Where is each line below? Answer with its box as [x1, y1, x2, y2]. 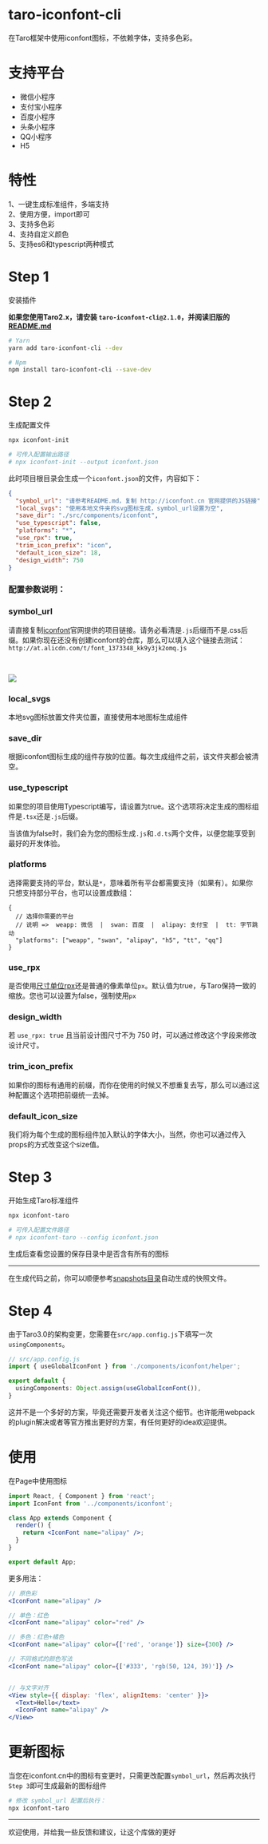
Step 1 [8, 268, 49, 285]
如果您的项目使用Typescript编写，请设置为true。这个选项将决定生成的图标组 [8, 801, 259, 811]
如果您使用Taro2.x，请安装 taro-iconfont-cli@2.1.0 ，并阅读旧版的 [8, 312, 230, 321]
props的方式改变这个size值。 [8, 1140, 104, 1150]
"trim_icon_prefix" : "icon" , [15, 541, 112, 549]
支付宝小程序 [19, 101, 62, 111]
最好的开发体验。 [8, 838, 65, 848]
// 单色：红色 [8, 1612, 49, 1619]
